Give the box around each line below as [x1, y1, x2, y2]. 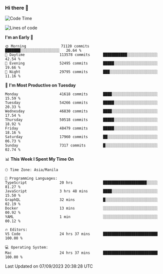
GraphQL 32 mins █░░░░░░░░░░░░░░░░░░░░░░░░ [5, 197, 158, 202]
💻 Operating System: [5, 245, 49, 250]
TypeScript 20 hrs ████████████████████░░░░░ [5, 180, 158, 185]
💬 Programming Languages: [5, 176, 57, 181]
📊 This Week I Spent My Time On [5, 156, 74, 162]
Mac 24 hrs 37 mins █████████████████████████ [5, 251, 158, 255]
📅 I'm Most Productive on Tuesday [5, 83, 76, 88]
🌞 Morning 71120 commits [5, 44, 90, 49]
